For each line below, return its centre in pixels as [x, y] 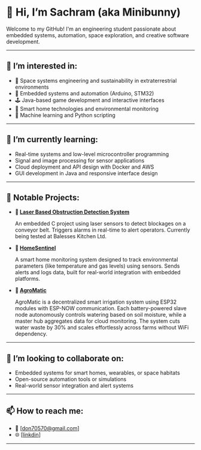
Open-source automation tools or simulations [71, 379]
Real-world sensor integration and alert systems [74, 386]
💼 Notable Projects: [43, 197]
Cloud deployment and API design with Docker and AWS [84, 167]
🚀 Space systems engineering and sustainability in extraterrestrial [96, 80]
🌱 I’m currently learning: [52, 139]
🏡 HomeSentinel [35, 248]
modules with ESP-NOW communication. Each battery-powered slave [100, 308]
